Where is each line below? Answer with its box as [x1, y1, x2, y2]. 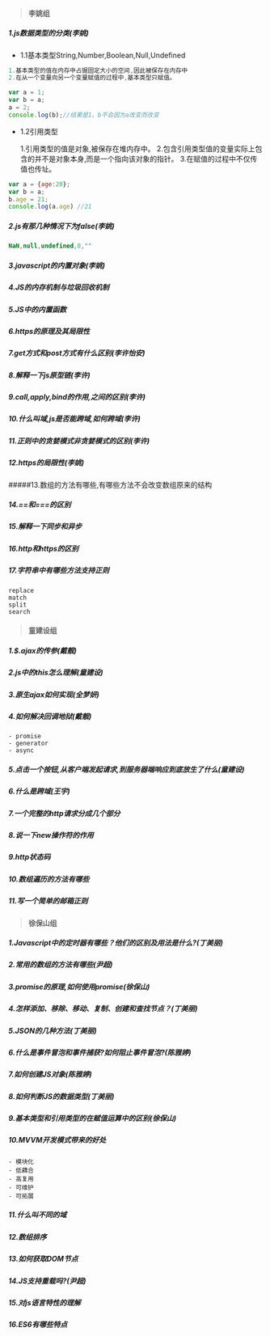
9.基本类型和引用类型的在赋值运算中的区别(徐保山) [8, 1114, 176, 1123]
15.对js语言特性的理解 [8, 1297, 81, 1307]
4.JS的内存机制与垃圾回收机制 [8, 282, 110, 292]
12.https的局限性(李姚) [8, 458, 85, 467]
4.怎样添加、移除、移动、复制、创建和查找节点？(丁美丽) [8, 1004, 198, 1013]
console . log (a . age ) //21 [8, 203, 92, 211]
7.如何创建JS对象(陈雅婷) [8, 1069, 92, 1080]
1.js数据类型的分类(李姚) [8, 28, 89, 38]
